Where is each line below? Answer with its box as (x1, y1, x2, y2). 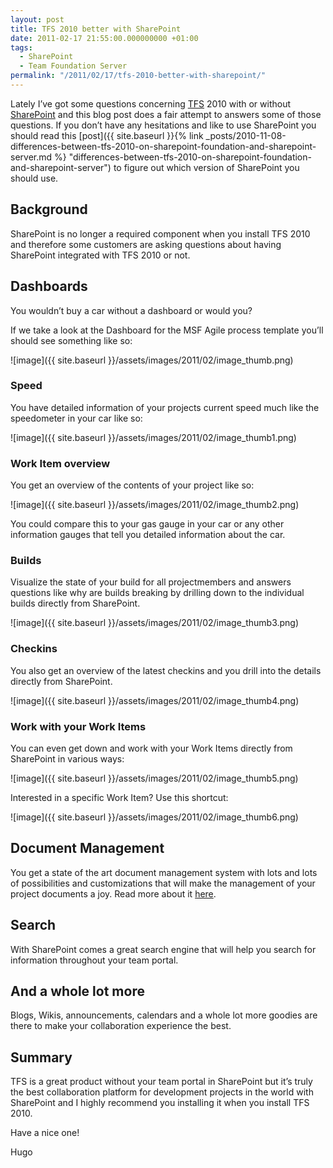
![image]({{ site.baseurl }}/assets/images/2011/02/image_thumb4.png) (10, 694, 300, 706)
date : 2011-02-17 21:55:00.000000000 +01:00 (10, 33, 199, 43)
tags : (10, 42, 33, 53)
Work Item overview (10, 456, 111, 470)
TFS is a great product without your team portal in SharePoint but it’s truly (10, 1076, 313, 1088)
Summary (10, 1049, 73, 1066)
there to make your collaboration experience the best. (10, 1020, 232, 1032)
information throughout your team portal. (10, 954, 179, 966)
